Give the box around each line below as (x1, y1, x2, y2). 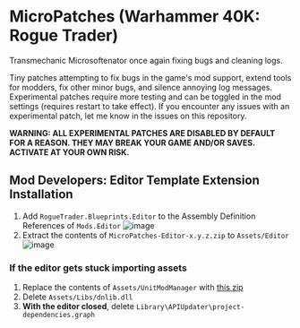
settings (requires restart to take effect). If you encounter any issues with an (9, 100, 290, 111)
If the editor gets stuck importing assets (9, 262, 188, 274)
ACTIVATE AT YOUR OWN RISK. (9, 146, 130, 158)
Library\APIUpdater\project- (135, 303, 245, 312)
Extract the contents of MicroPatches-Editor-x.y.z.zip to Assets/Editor (21, 229, 289, 240)
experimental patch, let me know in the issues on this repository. (9, 110, 247, 121)
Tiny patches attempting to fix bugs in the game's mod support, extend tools (9, 72, 292, 82)
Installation (9, 186, 73, 203)
